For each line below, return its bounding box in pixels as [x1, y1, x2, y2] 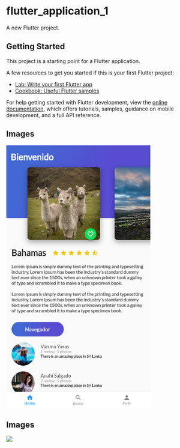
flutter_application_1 [6, 4, 109, 18]
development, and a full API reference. [6, 111, 101, 118]
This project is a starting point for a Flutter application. [6, 57, 140, 64]
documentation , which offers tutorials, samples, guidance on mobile [6, 105, 174, 112]
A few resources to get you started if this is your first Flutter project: [6, 69, 174, 76]
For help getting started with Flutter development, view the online [6, 98, 168, 106]
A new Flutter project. [6, 24, 60, 31]
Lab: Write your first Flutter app [14, 80, 93, 88]
